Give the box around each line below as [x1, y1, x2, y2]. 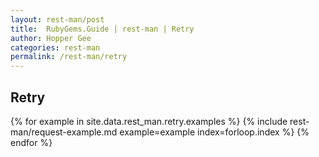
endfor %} [10, 136, 53, 148]
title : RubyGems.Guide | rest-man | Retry [10, 24, 195, 34]
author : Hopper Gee [10, 33, 92, 43]
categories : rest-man [10, 42, 101, 53]
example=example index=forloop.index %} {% [119, 126, 310, 138]
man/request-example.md [10, 126, 118, 138]
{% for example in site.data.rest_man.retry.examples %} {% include [10, 115, 288, 127]
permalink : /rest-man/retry [10, 52, 128, 62]
